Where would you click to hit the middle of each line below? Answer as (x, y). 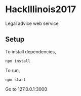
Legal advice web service (32, 23)
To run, (13, 70)
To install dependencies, (31, 51)
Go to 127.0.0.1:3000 (26, 89)
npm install (18, 61)
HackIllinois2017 (41, 9)
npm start (16, 80)
